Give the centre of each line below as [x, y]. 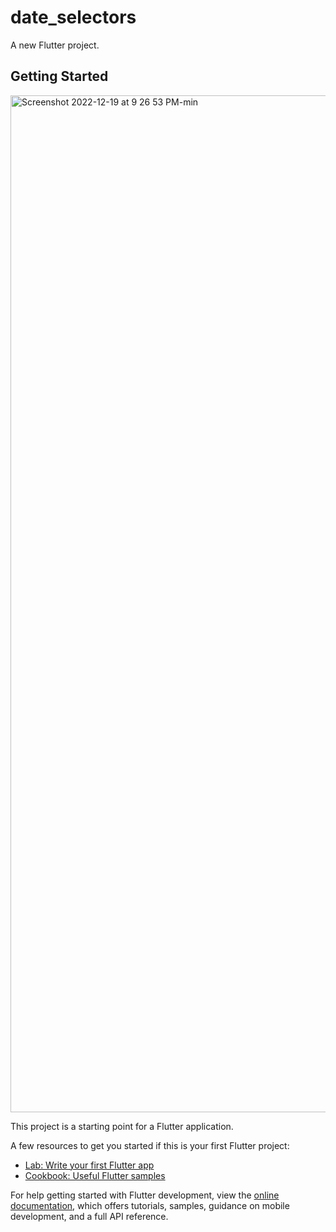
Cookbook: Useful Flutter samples [95, 1175]
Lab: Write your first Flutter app [89, 1165]
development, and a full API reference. [89, 1216]
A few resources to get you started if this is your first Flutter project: [150, 1145]
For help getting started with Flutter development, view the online [145, 1195]
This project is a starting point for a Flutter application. [122, 1126]
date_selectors [73, 17]
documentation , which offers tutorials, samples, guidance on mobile [150, 1205]
